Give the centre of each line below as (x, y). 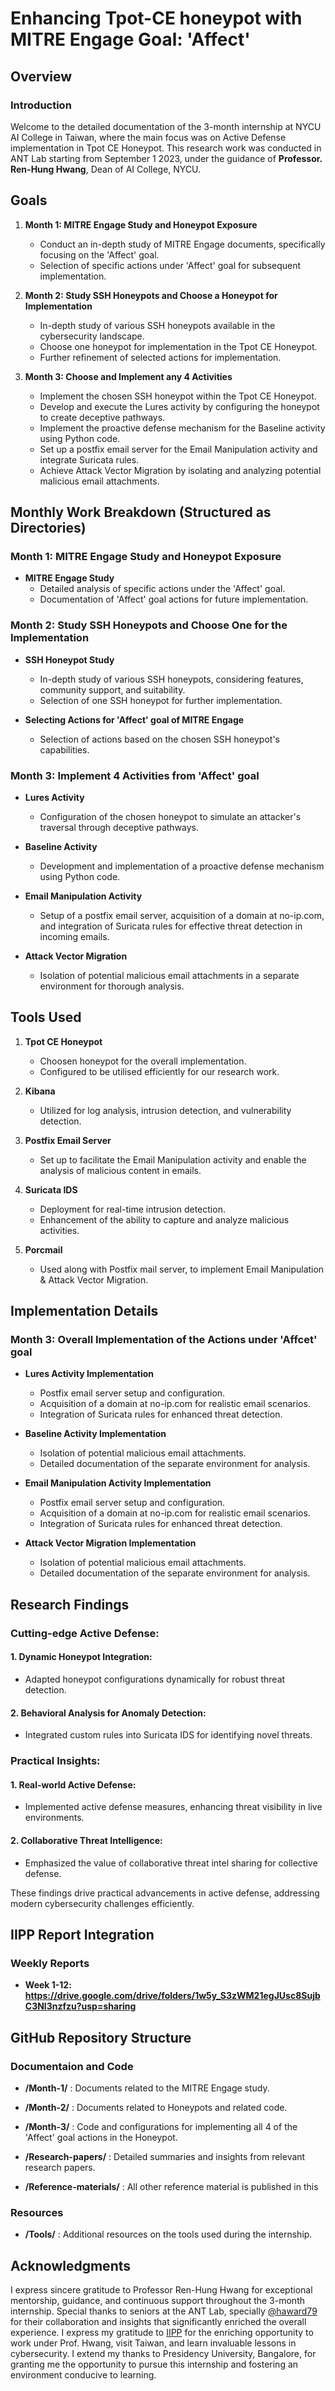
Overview (41, 76)
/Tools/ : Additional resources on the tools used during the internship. (168, 2234)
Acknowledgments (71, 2265)
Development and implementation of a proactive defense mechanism (182, 866)
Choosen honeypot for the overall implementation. (143, 1061)
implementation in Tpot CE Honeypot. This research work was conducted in (166, 148)
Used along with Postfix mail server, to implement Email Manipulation (182, 1269)
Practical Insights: (55, 1761)
